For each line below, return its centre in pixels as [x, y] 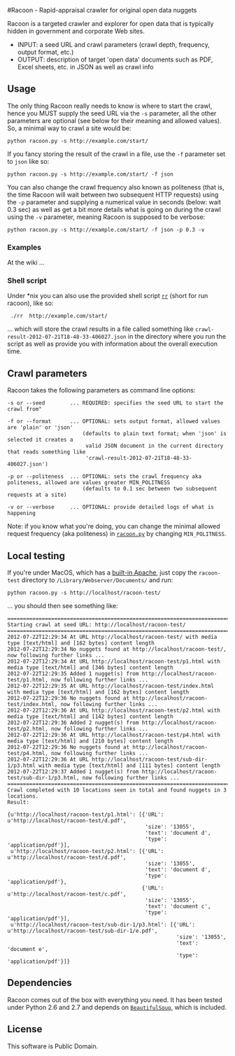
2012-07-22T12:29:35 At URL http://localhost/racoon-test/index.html [111, 686]
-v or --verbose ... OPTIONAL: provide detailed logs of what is [111, 507]
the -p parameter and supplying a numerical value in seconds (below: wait [114, 202]
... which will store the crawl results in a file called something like [100, 329]
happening [22, 514]
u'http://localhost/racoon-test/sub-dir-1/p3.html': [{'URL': [103, 925]
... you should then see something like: [63, 606]
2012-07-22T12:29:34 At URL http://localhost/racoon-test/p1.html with [114, 662]
